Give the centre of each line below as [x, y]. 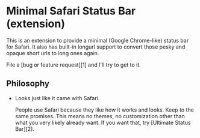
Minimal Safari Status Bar [71, 11]
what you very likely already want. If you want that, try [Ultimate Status [103, 122]
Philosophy [28, 84]
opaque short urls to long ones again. [53, 53]
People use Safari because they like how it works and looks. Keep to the [104, 110]
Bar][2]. [24, 129]
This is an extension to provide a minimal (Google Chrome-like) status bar [98, 40]
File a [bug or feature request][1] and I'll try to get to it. [74, 65]
